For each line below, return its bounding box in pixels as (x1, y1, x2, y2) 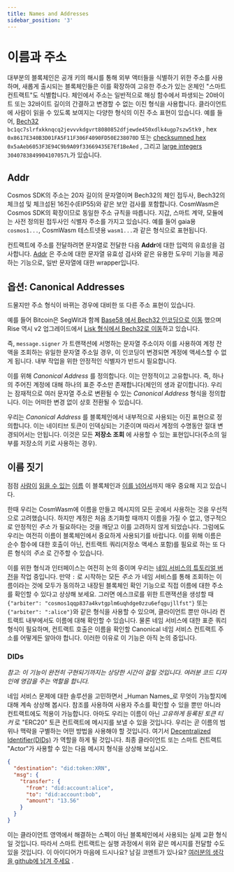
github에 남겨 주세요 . (14, 857, 74, 865)
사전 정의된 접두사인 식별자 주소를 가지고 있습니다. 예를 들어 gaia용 (14, 218, 196, 226)
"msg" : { (13, 771, 39, 778)
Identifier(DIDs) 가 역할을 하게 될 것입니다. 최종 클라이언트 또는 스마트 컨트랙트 (7, 736, 222, 744)
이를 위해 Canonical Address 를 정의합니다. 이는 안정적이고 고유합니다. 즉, (7, 372, 211, 380)
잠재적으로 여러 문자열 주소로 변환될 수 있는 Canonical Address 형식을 (14, 389, 207, 398)
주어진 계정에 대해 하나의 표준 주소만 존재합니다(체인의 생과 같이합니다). (14, 381, 210, 389)
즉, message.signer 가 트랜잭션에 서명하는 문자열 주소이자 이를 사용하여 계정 (7, 339, 215, 348)
